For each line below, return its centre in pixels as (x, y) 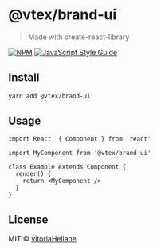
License (28, 219)
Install (24, 78)
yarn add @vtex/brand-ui (49, 96)
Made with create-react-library (78, 37)
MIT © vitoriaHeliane (43, 239)
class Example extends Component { (67, 167)
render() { (33, 174)
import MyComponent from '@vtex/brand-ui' (80, 153)
